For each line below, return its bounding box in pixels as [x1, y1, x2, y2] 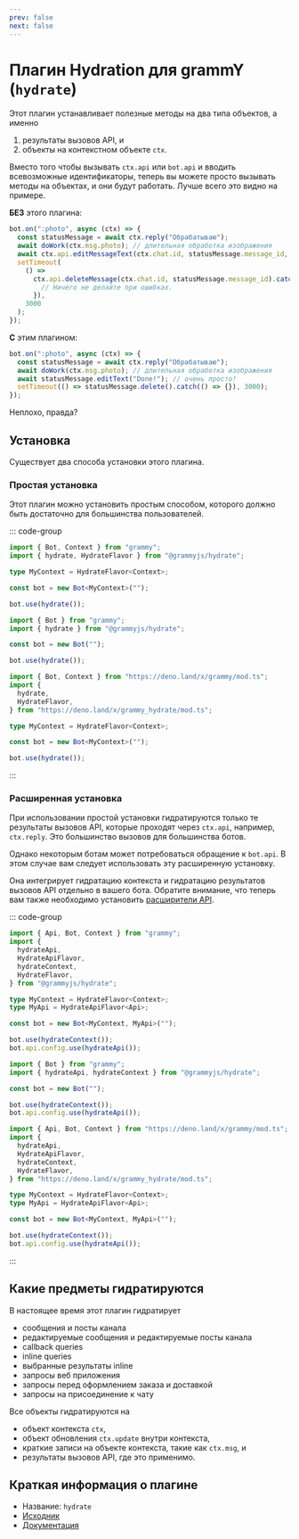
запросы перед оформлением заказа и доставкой [21, 1379, 214, 1390]
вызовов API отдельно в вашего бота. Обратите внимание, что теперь [9, 885, 276, 896]
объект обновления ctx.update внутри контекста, [21, 1433, 211, 1444]
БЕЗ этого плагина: [9, 207, 83, 219]
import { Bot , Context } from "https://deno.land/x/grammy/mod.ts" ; [9, 673, 269, 682]
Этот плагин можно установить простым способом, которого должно [9, 499, 276, 509]
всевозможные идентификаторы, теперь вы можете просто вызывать [9, 171, 276, 182]
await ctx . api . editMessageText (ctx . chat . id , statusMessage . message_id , [17, 250, 289, 259]
